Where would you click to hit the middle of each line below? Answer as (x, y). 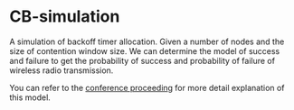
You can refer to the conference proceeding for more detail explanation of (147, 87)
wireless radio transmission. (62, 70)
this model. (30, 97)
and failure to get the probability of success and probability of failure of (142, 60)
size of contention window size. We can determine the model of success (145, 50)
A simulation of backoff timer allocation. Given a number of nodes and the (147, 41)
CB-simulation (65, 17)
